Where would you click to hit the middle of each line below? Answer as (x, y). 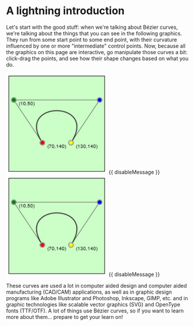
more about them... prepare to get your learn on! (65, 317)
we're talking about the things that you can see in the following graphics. (94, 33)
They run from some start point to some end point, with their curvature (92, 39)
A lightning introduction (66, 11)
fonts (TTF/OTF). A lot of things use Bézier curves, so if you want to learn (95, 311)
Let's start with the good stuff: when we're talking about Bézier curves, (92, 27)
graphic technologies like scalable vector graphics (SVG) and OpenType (93, 304)
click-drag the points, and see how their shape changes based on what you (97, 58)
